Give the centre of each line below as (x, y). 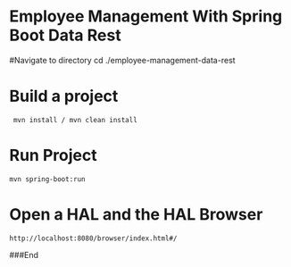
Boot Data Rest (66, 35)
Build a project (64, 96)
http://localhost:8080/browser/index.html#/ (93, 238)
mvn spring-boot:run (48, 179)
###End (24, 254)
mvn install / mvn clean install (75, 120)
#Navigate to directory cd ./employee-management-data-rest (122, 60)
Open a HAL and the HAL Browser (136, 214)
